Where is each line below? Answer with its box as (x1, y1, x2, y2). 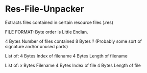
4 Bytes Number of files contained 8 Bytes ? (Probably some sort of (5, 38, 142, 44)
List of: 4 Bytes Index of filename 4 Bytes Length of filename (5, 53, 128, 59)
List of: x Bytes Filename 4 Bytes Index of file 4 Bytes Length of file (5, 62, 141, 68)
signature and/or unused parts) (5, 43, 68, 49)
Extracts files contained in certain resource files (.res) (5, 19, 114, 25)
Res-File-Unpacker (5, 3, 84, 15)
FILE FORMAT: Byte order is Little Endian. (5, 29, 88, 35)
